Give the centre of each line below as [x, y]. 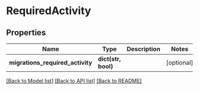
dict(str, [110, 59]
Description [144, 49]
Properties [26, 33]
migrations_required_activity [51, 63]
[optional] [180, 63]
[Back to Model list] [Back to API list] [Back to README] [74, 81]
